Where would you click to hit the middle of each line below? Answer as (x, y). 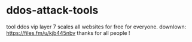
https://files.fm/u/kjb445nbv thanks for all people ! (68, 33)
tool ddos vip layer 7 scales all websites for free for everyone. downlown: (96, 27)
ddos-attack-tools (52, 10)
